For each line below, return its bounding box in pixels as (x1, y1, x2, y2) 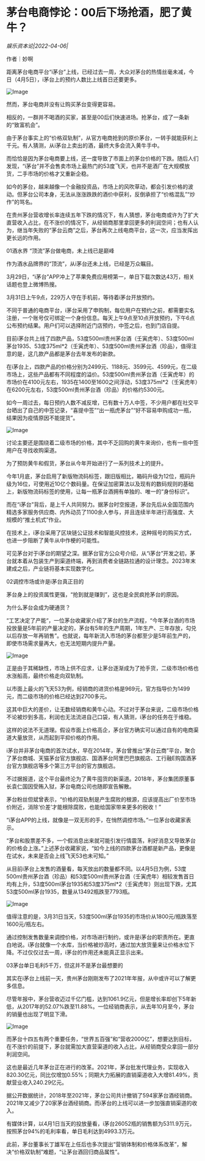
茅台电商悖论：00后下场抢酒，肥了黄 (6, 5, 192, 20)
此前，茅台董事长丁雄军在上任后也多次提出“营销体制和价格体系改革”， (6, 1140, 182, 1148)
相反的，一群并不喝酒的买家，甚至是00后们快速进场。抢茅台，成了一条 (6, 114, 184, 121)
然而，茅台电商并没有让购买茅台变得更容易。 (6, 100, 119, 107)
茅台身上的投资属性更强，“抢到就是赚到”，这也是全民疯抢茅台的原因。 (6, 590, 182, 598)
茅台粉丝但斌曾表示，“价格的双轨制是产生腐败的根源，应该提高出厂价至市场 (6, 795, 196, 803)
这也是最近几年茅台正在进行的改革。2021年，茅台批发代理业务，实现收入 (6, 1063, 190, 1071)
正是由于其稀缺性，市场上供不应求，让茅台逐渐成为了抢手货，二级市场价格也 (6, 664, 199, 671)
